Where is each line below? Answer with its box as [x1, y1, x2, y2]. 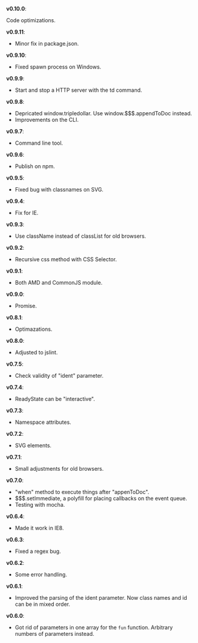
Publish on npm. [14, 163, 55, 170]
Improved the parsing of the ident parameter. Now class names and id [14, 594, 187, 601]
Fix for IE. [14, 210, 39, 216]
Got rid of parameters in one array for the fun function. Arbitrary [14, 624, 173, 631]
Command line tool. [14, 139, 63, 146]
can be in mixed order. [14, 600, 71, 608]
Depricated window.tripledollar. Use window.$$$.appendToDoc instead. [14, 110, 193, 116]
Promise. [14, 303, 37, 309]
